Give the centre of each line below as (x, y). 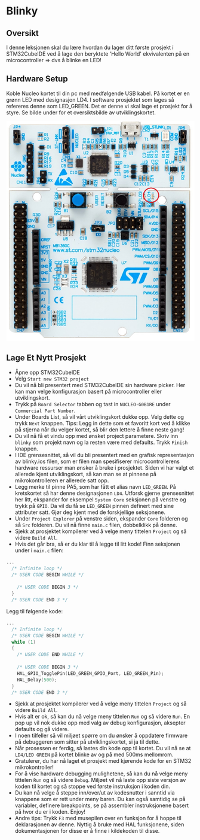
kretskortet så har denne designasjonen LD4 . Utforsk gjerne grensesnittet (104, 493)
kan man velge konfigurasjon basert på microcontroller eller (88, 391)
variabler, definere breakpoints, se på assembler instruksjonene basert (102, 805)
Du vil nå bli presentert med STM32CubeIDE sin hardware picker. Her (100, 385)
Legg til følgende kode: (35, 611)
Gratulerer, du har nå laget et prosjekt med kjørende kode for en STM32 (103, 761)
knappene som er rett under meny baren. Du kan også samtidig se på (100, 799)
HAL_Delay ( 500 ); (37, 680)
